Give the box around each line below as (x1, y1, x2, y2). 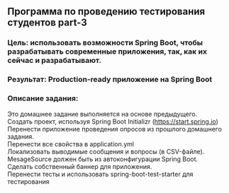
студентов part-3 (7, 17, 87, 29)
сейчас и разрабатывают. (7, 56, 101, 66)
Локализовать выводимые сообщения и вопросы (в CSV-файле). (7, 147, 205, 156)
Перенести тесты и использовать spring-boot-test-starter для (7, 170, 194, 178)
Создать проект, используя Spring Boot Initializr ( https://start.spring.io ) (7, 117, 218, 126)
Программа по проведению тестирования (7, 6, 206, 18)
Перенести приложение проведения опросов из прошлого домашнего (7, 124, 222, 133)
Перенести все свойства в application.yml (7, 139, 135, 148)
